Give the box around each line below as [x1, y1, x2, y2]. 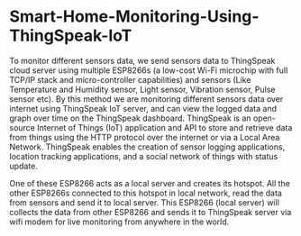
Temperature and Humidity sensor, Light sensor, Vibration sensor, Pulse [9, 84, 276, 95]
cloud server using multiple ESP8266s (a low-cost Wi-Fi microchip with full [9, 65, 288, 76]
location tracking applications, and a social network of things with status [9, 150, 278, 161]
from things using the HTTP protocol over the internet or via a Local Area [9, 132, 280, 142]
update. [9, 160, 38, 171]
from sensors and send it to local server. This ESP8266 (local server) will [9, 196, 279, 208]
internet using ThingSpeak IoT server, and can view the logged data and [9, 103, 278, 113]
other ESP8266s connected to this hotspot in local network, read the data [9, 187, 282, 198]
